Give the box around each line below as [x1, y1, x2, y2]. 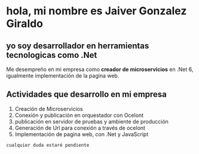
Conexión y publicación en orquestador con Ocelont [14, 112, 144, 119]
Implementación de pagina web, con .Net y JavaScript [14, 130, 149, 138]
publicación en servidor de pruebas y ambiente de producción [14, 118, 169, 125]
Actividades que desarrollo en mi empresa [6, 90, 167, 100]
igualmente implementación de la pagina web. [6, 72, 120, 79]
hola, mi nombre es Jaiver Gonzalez [6, 4, 187, 18]
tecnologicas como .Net [6, 50, 97, 60]
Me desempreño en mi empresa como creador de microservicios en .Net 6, [6, 66, 194, 73]
